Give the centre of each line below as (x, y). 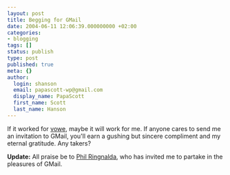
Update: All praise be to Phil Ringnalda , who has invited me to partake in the (115, 156)
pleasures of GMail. (35, 164)
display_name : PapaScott (49, 97)
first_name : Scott (40, 103)
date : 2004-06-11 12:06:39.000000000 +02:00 (72, 26)
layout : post (26, 13)
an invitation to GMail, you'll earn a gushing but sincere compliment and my (114, 136)
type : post (23, 58)
